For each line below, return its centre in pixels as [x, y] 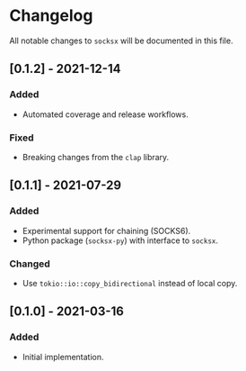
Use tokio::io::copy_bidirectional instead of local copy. [130, 283]
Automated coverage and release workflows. [105, 114]
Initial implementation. [63, 357]
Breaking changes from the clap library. [96, 157]
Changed [30, 264]
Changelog [51, 16]
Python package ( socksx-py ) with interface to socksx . [120, 240]
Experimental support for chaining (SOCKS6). [106, 231]
